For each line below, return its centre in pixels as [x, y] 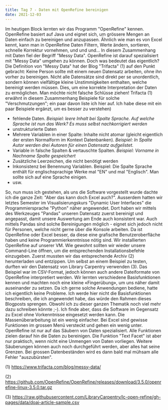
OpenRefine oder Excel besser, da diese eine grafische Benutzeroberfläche [83, 235]
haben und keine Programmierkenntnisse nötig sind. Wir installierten [75, 240]
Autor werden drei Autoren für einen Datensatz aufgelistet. [73, 145]
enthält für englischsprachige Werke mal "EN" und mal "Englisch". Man [85, 171]
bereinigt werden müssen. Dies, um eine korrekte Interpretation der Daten [81, 87]
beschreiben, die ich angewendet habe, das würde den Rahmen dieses [78, 298]
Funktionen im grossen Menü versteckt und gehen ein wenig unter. [74, 325]
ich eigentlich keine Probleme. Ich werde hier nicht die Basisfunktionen [78, 293]
